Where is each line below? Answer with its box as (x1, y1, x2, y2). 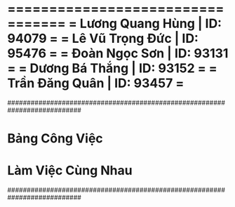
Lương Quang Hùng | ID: (79, 15, 222, 32)
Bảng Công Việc (7, 131, 103, 147)
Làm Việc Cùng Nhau (7, 163, 133, 179)
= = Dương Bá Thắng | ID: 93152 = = (7, 60, 217, 76)
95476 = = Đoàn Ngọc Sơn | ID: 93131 (7, 46, 229, 62)
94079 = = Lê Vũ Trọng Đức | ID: (7, 31, 199, 46)
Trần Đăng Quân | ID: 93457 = (7, 75, 184, 91)
